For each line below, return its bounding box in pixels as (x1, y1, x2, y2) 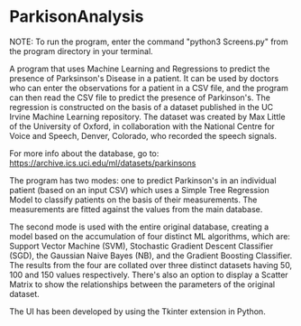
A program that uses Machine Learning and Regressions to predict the (9, 63, 270, 74)
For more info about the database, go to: (9, 147, 160, 159)
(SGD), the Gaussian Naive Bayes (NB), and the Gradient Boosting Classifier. (9, 250, 293, 261)
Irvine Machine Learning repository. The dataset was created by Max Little (9, 111, 286, 122)
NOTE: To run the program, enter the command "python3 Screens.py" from (9, 36, 288, 47)
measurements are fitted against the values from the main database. (9, 203, 263, 214)
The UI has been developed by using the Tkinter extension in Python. (9, 305, 266, 317)
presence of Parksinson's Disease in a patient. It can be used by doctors (9, 72, 279, 83)
